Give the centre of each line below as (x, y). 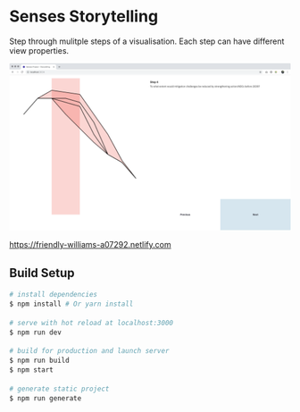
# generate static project (59, 389)
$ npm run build (39, 361)
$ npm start (31, 370)
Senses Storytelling (84, 17)
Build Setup (42, 273)
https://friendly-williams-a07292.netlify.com (90, 245)
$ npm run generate (46, 398)
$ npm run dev (36, 332)
